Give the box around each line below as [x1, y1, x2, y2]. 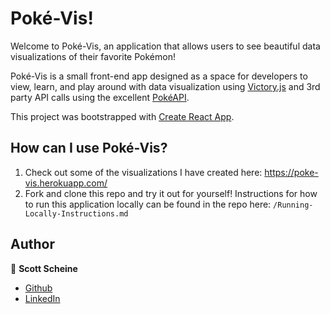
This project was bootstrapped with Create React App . [10, 110, 235, 122]
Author [10, 236, 55, 253]
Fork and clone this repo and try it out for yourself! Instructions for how [24, 187, 318, 199]
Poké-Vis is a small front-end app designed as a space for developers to [10, 70, 308, 82]
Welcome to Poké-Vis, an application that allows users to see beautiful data [10, 40, 321, 52]
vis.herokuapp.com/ [24, 177, 108, 189]
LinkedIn [24, 292, 61, 304]
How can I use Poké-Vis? [10, 140, 168, 157]
